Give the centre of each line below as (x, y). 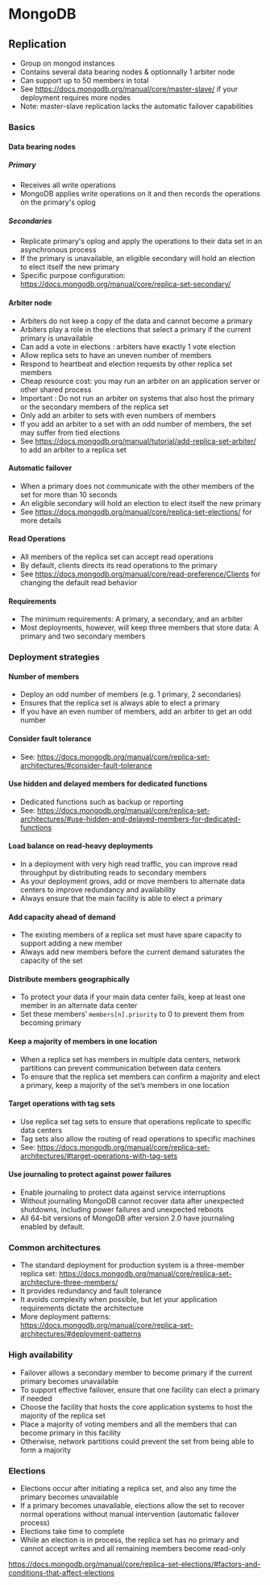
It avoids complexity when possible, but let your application (118, 1300)
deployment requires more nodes (75, 97)
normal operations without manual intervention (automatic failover (129, 1514)
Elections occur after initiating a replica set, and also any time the (128, 1488)
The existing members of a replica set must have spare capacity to (131, 935)
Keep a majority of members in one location (83, 1041)
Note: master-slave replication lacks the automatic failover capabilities (137, 106)
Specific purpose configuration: (73, 276)
